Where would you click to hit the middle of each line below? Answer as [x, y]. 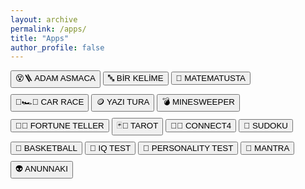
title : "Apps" [40, 38]
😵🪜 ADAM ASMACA [55, 78]
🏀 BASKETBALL [46, 148]
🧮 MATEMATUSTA [210, 78]
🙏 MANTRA [267, 148]
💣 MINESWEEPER [198, 102]
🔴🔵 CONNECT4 [201, 126]
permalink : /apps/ [48, 29]
